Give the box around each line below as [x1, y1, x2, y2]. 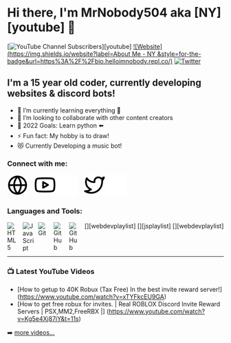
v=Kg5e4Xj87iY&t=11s [16, 314, 79, 322]
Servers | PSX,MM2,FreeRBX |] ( [16, 307, 109, 315]
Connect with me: [7, 159, 68, 168]
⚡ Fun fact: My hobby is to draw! [16, 131, 110, 139]
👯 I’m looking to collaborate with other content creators [16, 113, 173, 121]
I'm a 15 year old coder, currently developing [7, 77, 201, 89]
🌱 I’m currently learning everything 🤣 [16, 106, 122, 115]
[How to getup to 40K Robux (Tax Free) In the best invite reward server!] [16, 285, 222, 293]
